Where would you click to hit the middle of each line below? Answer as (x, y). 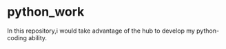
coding (17, 37)
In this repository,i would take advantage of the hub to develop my (101, 31)
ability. (38, 37)
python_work (46, 12)
